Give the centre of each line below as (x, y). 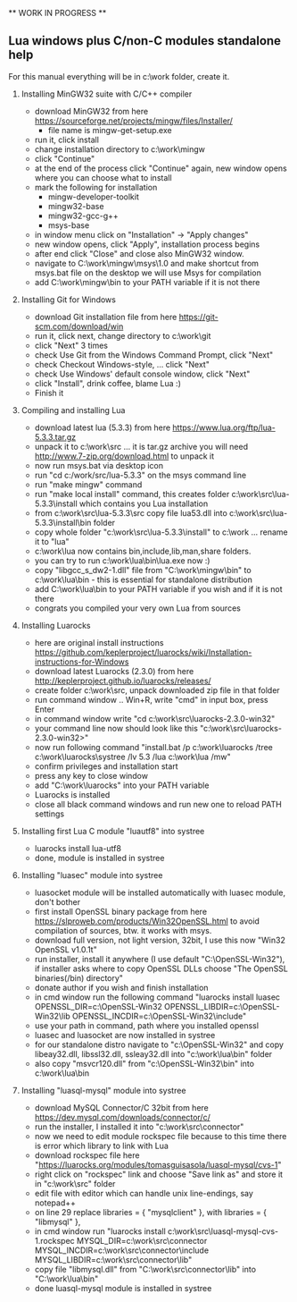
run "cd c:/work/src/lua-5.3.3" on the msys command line (140, 475)
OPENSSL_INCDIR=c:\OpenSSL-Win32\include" (159, 1016)
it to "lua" (52, 541)
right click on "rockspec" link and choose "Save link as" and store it (158, 1174)
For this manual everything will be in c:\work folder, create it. (119, 76)
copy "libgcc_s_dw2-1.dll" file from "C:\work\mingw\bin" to (143, 570)
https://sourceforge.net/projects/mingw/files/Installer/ (134, 121)
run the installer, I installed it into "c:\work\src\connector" (139, 1127)
